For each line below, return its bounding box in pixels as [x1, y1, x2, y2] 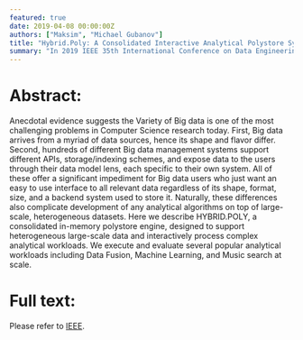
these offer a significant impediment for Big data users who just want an [9, 173, 278, 184]
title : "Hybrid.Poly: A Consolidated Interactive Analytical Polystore [9, 38, 284, 48]
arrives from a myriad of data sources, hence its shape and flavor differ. [9, 134, 277, 145]
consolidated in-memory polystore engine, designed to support [9, 221, 245, 232]
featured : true [9, 13, 67, 23]
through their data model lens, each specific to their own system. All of [9, 163, 272, 174]
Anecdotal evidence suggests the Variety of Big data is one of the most [9, 115, 274, 126]
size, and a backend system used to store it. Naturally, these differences [9, 192, 278, 203]
